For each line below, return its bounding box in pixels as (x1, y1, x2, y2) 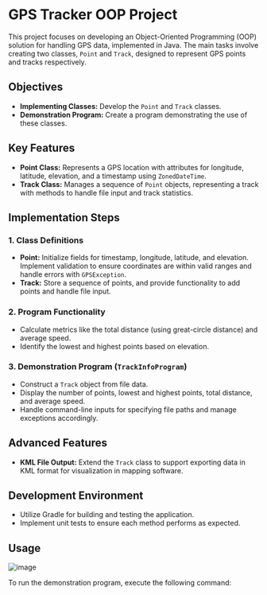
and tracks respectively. (8, 57, 87, 67)
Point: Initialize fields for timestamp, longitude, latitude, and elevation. (19, 253, 249, 262)
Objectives (8, 80, 64, 94)
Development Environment (8, 489, 144, 503)
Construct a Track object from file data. (19, 379, 149, 389)
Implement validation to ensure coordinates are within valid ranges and (19, 261, 252, 271)
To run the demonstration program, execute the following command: (8, 578, 232, 588)
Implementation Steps (8, 211, 121, 224)
